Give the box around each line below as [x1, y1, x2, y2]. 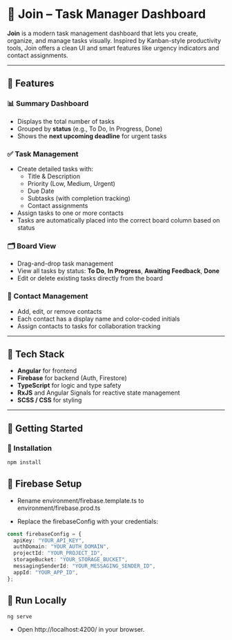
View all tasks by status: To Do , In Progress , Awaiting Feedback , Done [17, 267, 220, 275]
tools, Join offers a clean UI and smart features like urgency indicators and [7, 44, 220, 52]
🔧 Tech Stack [7, 348, 65, 360]
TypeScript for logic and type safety [17, 382, 122, 390]
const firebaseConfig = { [7, 530, 81, 538]
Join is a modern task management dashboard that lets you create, [7, 29, 198, 37]
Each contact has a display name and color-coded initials [17, 314, 180, 323]
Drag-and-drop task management [17, 259, 114, 268]
